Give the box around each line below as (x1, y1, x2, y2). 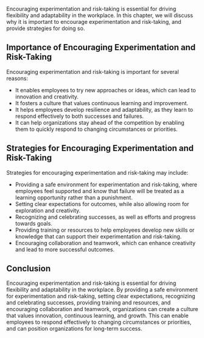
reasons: (6, 75, 29, 82)
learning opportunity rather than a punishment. (15, 194, 133, 201)
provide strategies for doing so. (6, 24, 85, 32)
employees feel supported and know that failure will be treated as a (15, 187, 185, 194)
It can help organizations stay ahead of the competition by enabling (15, 119, 185, 126)
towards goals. (15, 219, 53, 227)
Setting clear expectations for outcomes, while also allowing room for (15, 200, 189, 207)
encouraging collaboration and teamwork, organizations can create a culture (6, 306, 199, 313)
